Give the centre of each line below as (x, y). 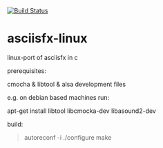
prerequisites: (27, 71)
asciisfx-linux (47, 39)
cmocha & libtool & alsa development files (67, 84)
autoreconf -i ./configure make (68, 137)
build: (15, 124)
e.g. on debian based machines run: (58, 97)
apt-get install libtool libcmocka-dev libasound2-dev (82, 111)
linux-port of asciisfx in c (42, 57)
